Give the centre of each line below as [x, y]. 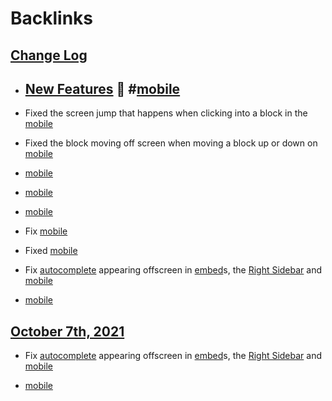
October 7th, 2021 [67, 331]
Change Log [49, 55]
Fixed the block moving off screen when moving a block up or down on [171, 143]
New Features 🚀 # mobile [102, 88]
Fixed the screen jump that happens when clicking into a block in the [166, 113]
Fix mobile [46, 231]
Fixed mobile [51, 251]
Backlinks [52, 18]
